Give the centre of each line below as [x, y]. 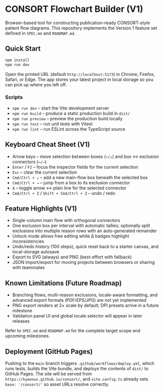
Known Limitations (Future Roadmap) [64, 283]
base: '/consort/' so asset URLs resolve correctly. [57, 384]
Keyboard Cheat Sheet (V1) [48, 145]
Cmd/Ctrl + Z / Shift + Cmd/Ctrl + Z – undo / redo [64, 193]
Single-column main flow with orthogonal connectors [66, 220]
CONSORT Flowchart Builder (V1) [74, 9]
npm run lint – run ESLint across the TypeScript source [69, 129]
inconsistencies [28, 241]
